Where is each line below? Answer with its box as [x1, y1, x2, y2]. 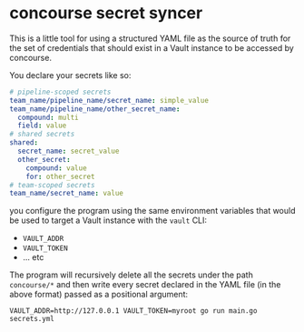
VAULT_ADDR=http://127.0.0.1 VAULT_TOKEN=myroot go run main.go [9, 307, 258, 316]
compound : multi [17, 113, 79, 122]
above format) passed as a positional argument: [9, 289, 189, 300]
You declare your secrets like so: [9, 69, 132, 80]
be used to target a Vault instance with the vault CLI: [9, 215, 207, 226]
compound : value [25, 163, 88, 173]
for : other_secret [25, 172, 95, 181]
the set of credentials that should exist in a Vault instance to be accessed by [9, 42, 295, 53]
